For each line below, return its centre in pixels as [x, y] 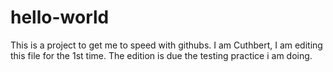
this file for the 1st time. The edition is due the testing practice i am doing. [161, 55]
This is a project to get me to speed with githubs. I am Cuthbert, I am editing [166, 45]
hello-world [60, 17]
